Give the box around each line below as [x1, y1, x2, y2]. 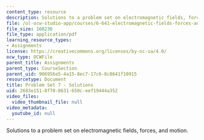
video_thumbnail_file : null [12, 99, 83, 105]
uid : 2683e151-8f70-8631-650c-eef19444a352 [6, 88, 118, 94]
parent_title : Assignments [6, 59, 75, 65]
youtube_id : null [12, 110, 56, 116]
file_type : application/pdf [6, 32, 78, 38]
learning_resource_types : [6, 37, 72, 43]
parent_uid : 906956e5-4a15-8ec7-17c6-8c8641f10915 [6, 71, 137, 77]
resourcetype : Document [6, 76, 67, 82]
